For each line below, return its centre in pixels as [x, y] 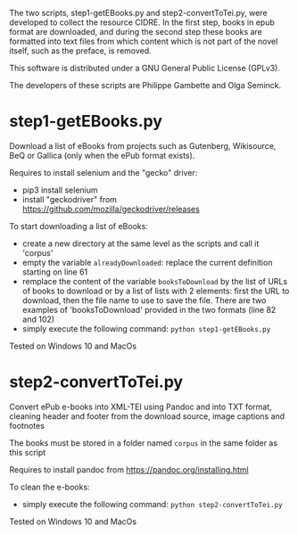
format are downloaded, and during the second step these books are [136, 32]
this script [28, 452]
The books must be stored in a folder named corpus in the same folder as [144, 443]
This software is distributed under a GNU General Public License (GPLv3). [145, 68]
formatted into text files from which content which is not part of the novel [144, 41]
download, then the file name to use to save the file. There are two [144, 300]
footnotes [27, 425]
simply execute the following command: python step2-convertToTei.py [152, 504]
